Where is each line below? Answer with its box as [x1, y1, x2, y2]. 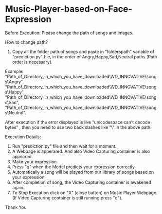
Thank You [5, 204, 27, 210]
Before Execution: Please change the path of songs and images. [5, 30, 134, 36]
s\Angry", [5, 79, 24, 85]
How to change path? [5, 39, 48, 45]
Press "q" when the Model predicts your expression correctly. [12, 164, 136, 170]
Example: [5, 68, 24, 74]
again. [12, 184, 25, 190]
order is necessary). [12, 59, 53, 65]
